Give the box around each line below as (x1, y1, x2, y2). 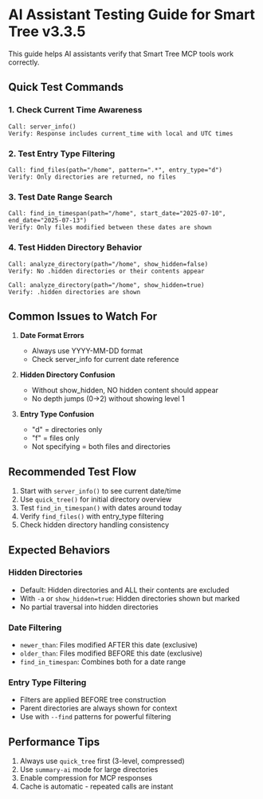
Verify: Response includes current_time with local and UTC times (8, 129, 234, 137)
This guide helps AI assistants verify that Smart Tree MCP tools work (8, 49, 234, 58)
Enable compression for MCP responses (19, 773, 153, 783)
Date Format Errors (19, 331, 85, 340)
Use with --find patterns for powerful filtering (19, 712, 171, 722)
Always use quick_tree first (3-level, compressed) (19, 756, 185, 766)
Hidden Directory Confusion (19, 370, 116, 380)
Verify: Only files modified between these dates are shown (8, 223, 213, 232)
